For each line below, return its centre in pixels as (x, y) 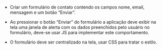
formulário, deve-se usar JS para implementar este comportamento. (80, 32)
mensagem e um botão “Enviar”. (43, 12)
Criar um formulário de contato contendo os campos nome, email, (77, 7)
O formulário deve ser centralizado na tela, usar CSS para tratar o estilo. (83, 42)
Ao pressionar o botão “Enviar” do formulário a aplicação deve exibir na (83, 22)
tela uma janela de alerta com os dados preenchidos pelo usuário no (80, 27)
